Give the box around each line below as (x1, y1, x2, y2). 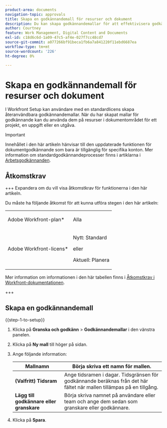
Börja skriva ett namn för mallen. (72, 363, 152, 370)
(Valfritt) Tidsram (14, 377, 57, 384)
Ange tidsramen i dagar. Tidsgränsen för (64, 371, 159, 378)
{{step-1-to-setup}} (5, 317, 45, 322)
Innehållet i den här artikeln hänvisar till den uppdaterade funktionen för (5, 141, 152, 147)
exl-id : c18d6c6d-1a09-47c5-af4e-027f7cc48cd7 (5, 35, 103, 40)
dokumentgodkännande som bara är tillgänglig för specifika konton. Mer (5, 147, 153, 153)
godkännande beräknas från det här (64, 377, 148, 384)
